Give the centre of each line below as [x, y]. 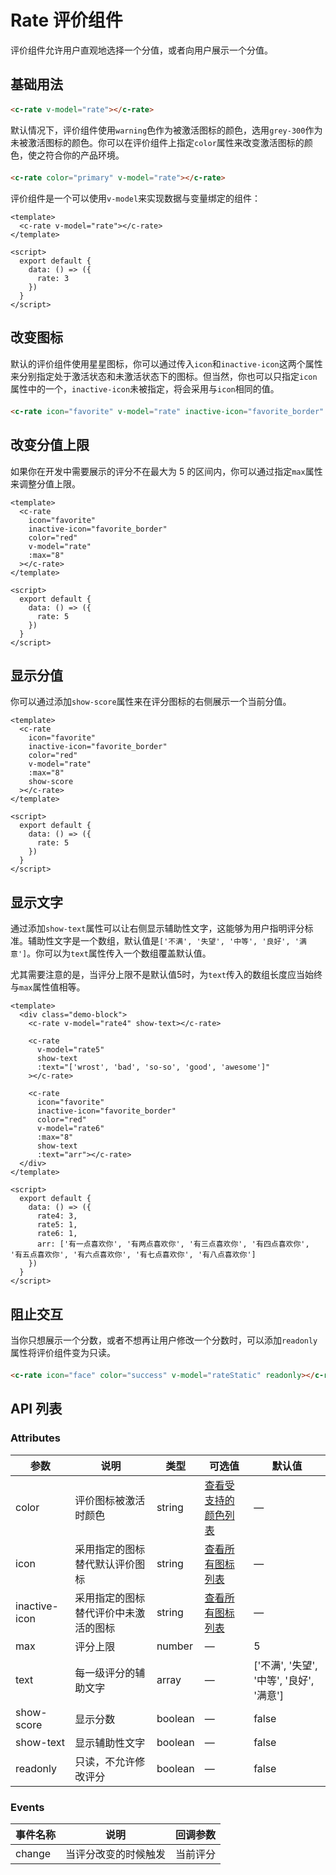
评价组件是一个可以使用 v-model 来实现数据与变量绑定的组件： [136, 198]
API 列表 [36, 1409]
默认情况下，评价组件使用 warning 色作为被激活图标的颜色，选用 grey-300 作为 [166, 130]
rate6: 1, [57, 1234]
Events [27, 1807]
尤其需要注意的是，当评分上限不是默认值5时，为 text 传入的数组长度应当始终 [166, 975]
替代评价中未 [105, 1613]
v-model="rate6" [70, 1129]
